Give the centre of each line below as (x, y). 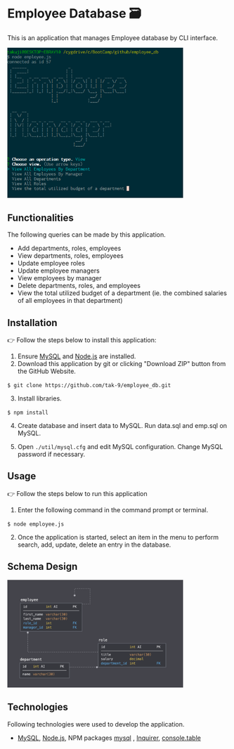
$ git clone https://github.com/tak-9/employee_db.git (89, 385)
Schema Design (43, 567)
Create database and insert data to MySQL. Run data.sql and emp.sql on (122, 425)
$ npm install (28, 412)
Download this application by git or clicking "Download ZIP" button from (122, 363)
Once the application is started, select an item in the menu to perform (118, 537)
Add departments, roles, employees (69, 248)
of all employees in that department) (70, 301)
